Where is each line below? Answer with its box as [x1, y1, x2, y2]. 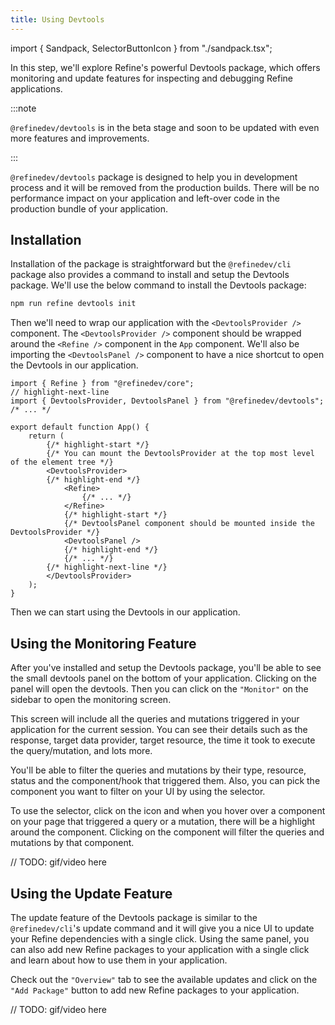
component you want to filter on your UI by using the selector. [10, 786, 266, 798]
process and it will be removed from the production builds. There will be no [10, 181, 320, 193]
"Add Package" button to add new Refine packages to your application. [10, 984, 300, 996]
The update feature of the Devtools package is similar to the [10, 911, 258, 923]
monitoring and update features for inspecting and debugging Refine [10, 72, 294, 84]
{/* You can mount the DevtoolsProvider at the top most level [46, 449, 315, 459]
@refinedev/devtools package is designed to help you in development [10, 171, 298, 183]
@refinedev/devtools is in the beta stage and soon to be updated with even [10, 121, 320, 133]
